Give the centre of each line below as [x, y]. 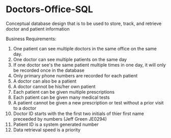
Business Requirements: [31, 39]
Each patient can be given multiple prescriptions [64, 92]
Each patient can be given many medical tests [61, 97]
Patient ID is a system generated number [56, 124]
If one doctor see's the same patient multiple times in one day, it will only [89, 65]
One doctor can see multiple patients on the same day [70, 59]
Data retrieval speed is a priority [47, 130]
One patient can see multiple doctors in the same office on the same [85, 48]
